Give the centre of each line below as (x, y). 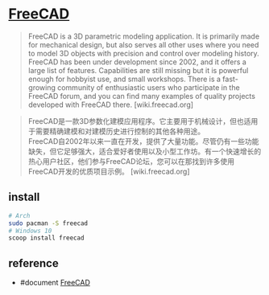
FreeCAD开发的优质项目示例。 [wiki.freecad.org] (109, 171)
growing (42, 87)
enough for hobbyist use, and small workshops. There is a (124, 79)
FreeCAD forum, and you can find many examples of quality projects (142, 96)
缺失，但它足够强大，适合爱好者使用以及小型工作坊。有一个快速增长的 (145, 151)
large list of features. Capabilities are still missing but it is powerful (138, 70)
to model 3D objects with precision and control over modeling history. (143, 53)
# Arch (19, 215)
